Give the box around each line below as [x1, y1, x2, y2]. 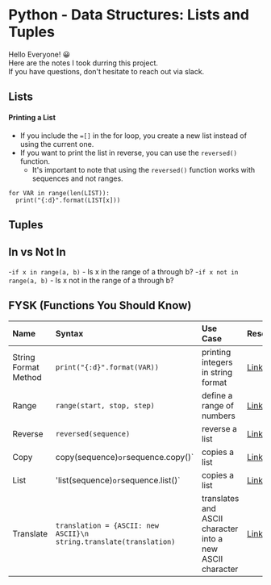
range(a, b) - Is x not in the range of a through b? [8, 275, 174, 285]
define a [201, 390, 233, 401]
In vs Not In [8, 245, 66, 259]
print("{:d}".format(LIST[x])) [15, 196, 121, 204]
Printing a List [8, 112, 56, 122]
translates [201, 492, 240, 504]
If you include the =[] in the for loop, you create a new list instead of [19, 131, 248, 140]
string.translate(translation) [55, 537, 176, 546]
